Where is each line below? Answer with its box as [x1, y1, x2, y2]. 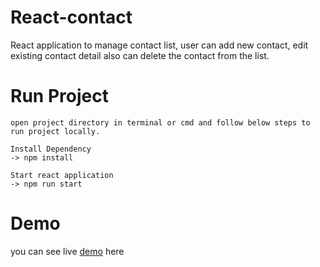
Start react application [10, 170, 114, 180]
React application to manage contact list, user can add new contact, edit [10, 39, 309, 51]
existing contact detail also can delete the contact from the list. [10, 49, 270, 61]
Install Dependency [10, 144, 92, 154]
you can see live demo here [10, 245, 125, 257]
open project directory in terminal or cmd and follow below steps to [10, 117, 311, 128]
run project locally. [10, 126, 101, 136]
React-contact [10, 6, 133, 29]
